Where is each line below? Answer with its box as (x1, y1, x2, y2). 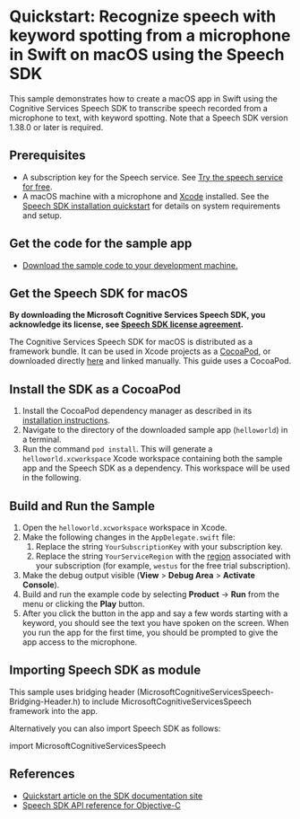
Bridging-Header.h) (9, 696, 81, 707)
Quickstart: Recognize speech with (9, 6, 277, 27)
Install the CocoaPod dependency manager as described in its (21, 406, 253, 417)
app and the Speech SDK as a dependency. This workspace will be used (21, 462, 291, 473)
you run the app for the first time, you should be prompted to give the (21, 627, 279, 638)
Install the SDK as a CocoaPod (9, 382, 182, 397)
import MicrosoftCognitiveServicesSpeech (9, 740, 167, 751)
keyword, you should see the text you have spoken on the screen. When (21, 618, 289, 628)
